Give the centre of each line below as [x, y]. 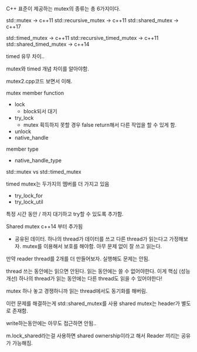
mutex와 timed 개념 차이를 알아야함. [48, 69]
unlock [23, 131]
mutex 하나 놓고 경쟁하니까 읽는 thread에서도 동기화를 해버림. [77, 291]
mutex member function [35, 93]
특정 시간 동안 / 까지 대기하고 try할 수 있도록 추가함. [65, 214]
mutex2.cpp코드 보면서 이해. [39, 81]
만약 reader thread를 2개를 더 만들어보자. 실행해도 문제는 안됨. [78, 259]
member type [23, 149]
